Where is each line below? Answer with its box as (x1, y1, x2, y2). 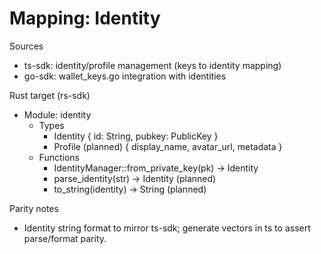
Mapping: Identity (9, 7, 161, 30)
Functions (38, 151, 80, 163)
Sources (9, 40, 44, 52)
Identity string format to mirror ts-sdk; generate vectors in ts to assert (23, 222, 311, 234)
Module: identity (23, 108, 92, 121)
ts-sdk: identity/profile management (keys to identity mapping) (23, 59, 282, 71)
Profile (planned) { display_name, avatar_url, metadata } (53, 140, 283, 152)
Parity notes (9, 202, 59, 214)
